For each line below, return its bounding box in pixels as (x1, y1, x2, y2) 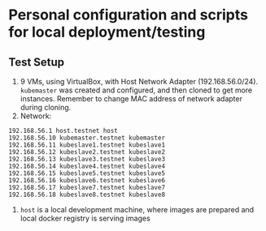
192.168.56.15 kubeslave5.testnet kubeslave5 (8, 169, 165, 178)
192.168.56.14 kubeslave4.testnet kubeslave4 (8, 162, 165, 170)
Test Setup (8, 55, 65, 69)
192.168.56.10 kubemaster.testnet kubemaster (8, 134, 165, 142)
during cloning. (20, 103, 72, 112)
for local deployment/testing (8, 23, 206, 41)
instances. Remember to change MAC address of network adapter (20, 94, 242, 103)
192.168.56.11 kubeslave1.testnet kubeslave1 (8, 141, 165, 149)
